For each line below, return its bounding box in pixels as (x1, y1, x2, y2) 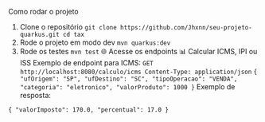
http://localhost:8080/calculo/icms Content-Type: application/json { (19, 68, 258, 76)
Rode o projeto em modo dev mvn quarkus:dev (19, 37, 171, 47)
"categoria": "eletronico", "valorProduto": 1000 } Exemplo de (19, 82, 236, 91)
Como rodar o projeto (8, 7, 80, 16)
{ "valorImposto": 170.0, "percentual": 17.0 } (8, 106, 170, 114)
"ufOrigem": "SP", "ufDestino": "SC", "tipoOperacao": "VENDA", (19, 75, 238, 83)
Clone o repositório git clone (19, 22, 117, 31)
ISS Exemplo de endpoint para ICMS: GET (19, 58, 154, 67)
